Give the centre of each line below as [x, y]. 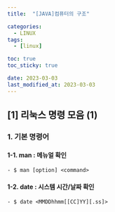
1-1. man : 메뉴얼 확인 [37, 155]
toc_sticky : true [33, 66]
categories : [25, 26]
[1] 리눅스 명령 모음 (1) [53, 115]
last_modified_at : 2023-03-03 [52, 85]
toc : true [22, 59]
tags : [15, 39]
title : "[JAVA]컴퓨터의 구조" [48, 14]
